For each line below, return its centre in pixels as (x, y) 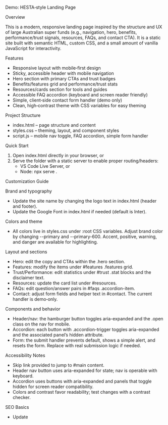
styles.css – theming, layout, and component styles (66, 130)
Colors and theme (24, 221)
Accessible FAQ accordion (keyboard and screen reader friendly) (80, 95)
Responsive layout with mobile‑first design (57, 68)
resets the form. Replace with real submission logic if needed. (77, 345)
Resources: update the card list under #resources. (65, 283)
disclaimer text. (29, 278)
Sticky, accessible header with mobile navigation (63, 73)
